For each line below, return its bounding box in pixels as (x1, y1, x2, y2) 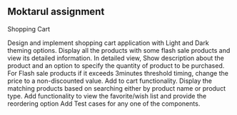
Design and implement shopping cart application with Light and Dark (7, 39, 209, 47)
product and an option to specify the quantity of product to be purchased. (7, 61, 225, 70)
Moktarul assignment (7, 6, 105, 18)
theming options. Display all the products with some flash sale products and (7, 46, 231, 54)
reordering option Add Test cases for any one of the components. (7, 99, 201, 108)
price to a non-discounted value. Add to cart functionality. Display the (7, 76, 213, 85)
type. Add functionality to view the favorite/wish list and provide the (7, 91, 207, 100)
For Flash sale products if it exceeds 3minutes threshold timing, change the (7, 69, 228, 77)
